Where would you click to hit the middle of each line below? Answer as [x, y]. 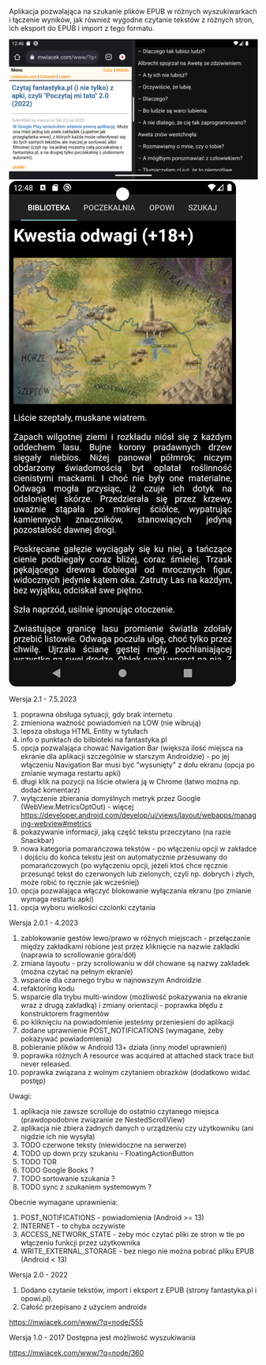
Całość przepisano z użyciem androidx [84, 1307]
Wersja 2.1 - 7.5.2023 [43, 699]
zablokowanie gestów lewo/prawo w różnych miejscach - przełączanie [135, 938]
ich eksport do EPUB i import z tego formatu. [82, 28]
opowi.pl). [37, 1298]
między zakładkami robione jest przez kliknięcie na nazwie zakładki [130, 946]
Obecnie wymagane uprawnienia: [64, 1202]
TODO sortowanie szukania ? [67, 1178]
